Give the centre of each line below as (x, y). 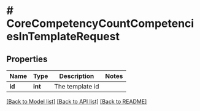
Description (77, 76)
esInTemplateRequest (63, 37)
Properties (27, 59)
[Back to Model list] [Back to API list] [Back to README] (77, 102)
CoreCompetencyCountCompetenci (100, 23)
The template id (77, 86)
